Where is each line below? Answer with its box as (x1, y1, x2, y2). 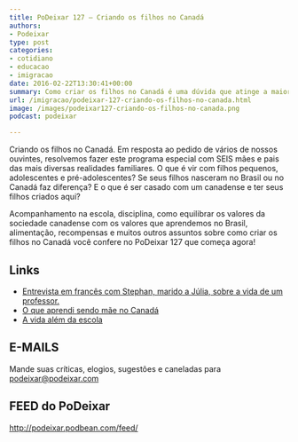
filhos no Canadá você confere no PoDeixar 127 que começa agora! (9, 237, 256, 248)
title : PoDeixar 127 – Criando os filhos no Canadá (9, 12, 204, 22)
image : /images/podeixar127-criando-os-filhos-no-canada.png (9, 104, 240, 113)
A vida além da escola (21, 314, 104, 325)
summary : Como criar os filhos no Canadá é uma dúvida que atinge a (9, 87, 268, 96)
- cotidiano (9, 54, 53, 63)
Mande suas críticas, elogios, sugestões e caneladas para (9, 363, 222, 374)
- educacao (9, 63, 50, 72)
